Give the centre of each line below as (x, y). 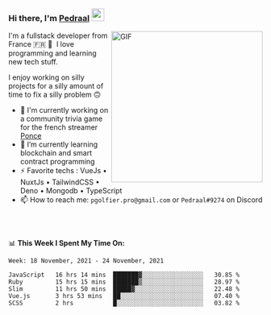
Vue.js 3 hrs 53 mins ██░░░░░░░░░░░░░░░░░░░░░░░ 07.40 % (124, 296)
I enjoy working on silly (46, 77)
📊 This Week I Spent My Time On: (67, 243)
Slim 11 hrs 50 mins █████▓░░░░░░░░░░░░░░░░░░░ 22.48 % (124, 289)
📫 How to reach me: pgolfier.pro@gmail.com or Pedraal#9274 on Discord (141, 200)
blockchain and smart (56, 153)
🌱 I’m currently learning (59, 144)
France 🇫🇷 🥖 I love (42, 44)
